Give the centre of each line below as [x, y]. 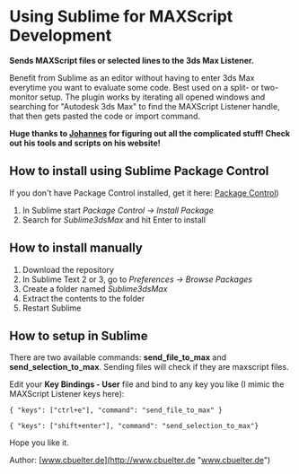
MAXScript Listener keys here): [67, 394]
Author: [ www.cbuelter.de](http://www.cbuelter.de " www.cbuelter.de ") [140, 461]
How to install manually [76, 248]
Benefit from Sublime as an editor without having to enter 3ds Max [132, 77]
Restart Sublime [52, 308]
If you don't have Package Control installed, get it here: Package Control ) [145, 193]
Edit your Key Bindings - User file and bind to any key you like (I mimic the [147, 384]
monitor [24, 97]
